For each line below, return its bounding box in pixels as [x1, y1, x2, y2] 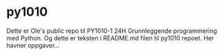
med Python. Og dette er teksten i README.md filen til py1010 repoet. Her [6, 33, 214, 42]
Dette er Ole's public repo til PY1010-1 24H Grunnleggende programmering [6, 27, 217, 35]
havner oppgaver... [6, 41, 60, 49]
